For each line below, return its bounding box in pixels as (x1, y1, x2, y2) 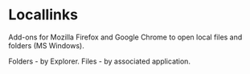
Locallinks (8, 6, 79, 24)
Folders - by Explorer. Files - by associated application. (8, 56, 191, 66)
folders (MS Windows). (8, 40, 84, 50)
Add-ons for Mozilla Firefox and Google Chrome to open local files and (8, 32, 243, 42)
